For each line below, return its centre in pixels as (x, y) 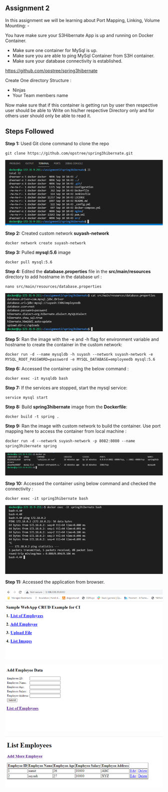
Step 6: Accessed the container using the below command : (67, 368)
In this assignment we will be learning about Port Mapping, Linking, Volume (82, 20)
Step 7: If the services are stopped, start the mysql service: (66, 388)
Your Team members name (40, 95)
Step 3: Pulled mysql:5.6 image (38, 253)
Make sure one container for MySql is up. (55, 50)
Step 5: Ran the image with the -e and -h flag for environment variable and (82, 339)
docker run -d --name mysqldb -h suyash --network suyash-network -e (79, 354)
